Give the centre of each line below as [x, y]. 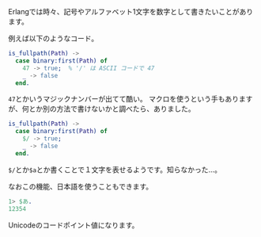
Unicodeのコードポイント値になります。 [74, 225]
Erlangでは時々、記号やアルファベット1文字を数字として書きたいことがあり [131, 11]
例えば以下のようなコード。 [53, 38]
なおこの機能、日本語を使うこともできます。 [81, 186]
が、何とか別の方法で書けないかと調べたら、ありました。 [102, 109]
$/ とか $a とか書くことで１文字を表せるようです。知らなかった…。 [115, 170]
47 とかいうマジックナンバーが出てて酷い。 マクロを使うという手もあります [130, 99]
